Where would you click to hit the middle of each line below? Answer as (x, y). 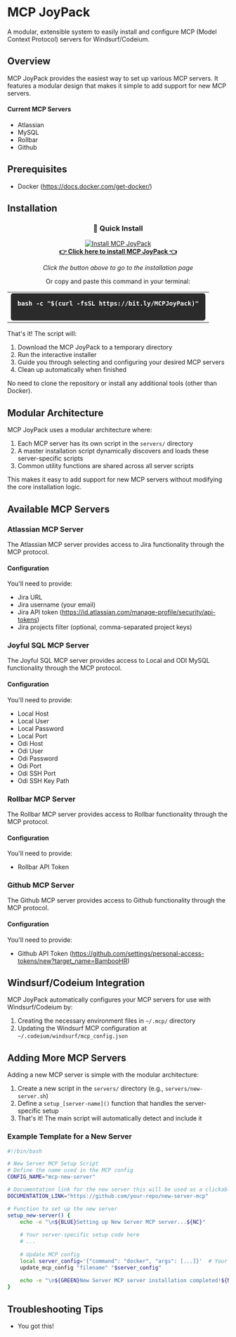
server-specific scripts (50, 458)
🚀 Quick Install (118, 228)
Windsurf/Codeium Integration (76, 983)
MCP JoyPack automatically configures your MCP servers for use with (109, 1000)
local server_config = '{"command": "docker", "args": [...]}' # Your (124, 1261)
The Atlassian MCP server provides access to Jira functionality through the (116, 544)
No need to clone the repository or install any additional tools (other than (112, 383)
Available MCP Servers (59, 509)
